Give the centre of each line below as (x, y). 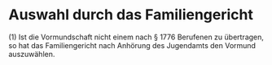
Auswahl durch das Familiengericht (131, 15)
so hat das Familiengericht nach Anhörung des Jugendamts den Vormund (132, 45)
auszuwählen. (32, 54)
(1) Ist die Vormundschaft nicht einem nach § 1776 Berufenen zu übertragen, (136, 37)
